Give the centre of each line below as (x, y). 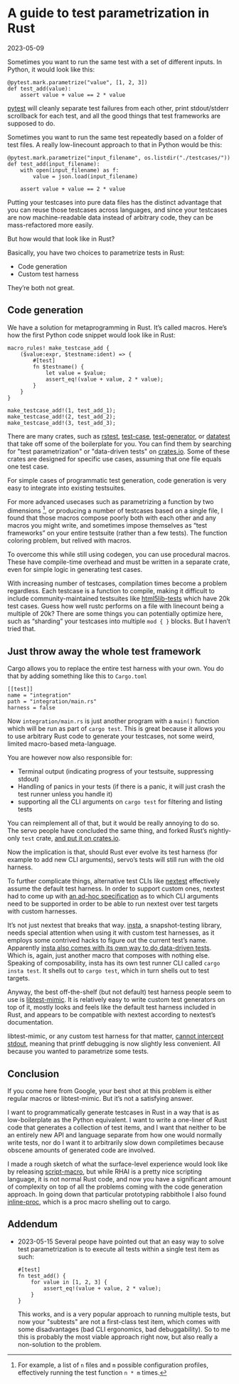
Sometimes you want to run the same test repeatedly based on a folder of (115, 137)
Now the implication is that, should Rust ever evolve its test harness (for (112, 852)
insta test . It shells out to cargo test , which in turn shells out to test (108, 970)
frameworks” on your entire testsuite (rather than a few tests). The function (117, 533)
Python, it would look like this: (51, 69)
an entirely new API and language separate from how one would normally (115, 1135)
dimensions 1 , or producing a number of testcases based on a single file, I (115, 510)
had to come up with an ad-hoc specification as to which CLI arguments (113, 896)
